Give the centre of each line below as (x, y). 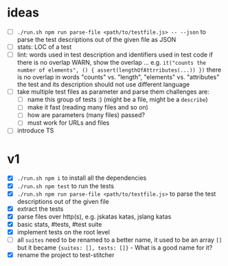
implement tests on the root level (63, 232)
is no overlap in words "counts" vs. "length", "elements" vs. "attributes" (118, 77)
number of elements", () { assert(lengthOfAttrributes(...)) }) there (119, 70)
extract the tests (40, 209)
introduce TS (35, 131)
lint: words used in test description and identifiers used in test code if (115, 55)
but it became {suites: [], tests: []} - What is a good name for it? (115, 247)
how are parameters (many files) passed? (86, 115)
